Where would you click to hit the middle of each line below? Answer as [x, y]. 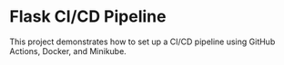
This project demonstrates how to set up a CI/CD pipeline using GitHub [142, 42]
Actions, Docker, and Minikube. [68, 51]
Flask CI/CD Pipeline [88, 17]
